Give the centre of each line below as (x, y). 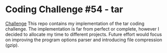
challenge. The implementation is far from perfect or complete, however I (82, 29)
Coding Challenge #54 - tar (64, 9)
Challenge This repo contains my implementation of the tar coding (75, 23)
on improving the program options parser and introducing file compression (84, 40)
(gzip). (12, 45)
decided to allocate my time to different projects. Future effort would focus (84, 34)
